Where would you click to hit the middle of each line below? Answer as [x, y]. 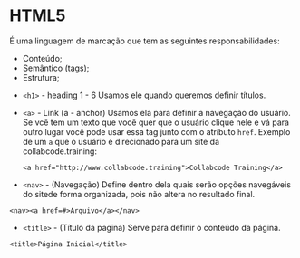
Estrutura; [41, 77]
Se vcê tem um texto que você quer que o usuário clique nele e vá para [156, 122]
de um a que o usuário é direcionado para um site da [121, 141]
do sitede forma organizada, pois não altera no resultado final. [139, 194]
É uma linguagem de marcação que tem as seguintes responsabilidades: [145, 41]
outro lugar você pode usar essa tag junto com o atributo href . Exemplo [156, 131]
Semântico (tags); [56, 68]
